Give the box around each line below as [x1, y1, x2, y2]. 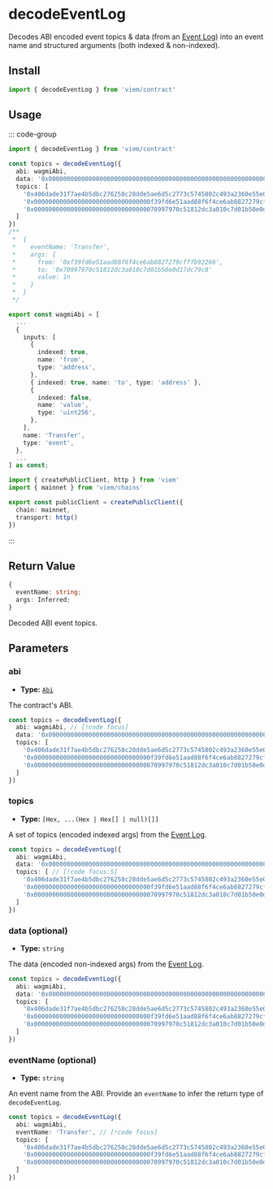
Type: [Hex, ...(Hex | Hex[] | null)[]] [19, 814, 159, 824]
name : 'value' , [37, 401, 89, 409]
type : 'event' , [23, 439, 75, 447]
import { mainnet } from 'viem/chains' [8, 484, 144, 492]
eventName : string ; [15, 588, 82, 597]
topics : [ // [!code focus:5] [15, 868, 118, 876]
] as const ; [8, 461, 49, 469]
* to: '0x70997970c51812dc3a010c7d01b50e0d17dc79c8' [11, 266, 213, 274]
